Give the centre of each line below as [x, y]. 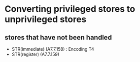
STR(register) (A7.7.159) [35, 54]
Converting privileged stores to [70, 9]
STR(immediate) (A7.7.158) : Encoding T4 [53, 49]
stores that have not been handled [58, 37]
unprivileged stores [46, 19]
